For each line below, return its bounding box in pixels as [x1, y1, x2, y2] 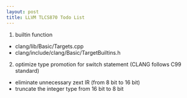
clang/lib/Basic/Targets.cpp [14, 43, 84, 50]
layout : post [6, 8, 39, 15]
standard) [14, 67, 40, 74]
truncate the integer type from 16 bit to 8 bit [14, 85, 124, 92]
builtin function [14, 31, 53, 38]
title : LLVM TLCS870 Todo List [6, 14, 85, 20]
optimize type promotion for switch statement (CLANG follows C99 [14, 61, 182, 68]
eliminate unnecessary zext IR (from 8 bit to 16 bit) [14, 79, 141, 86]
